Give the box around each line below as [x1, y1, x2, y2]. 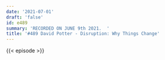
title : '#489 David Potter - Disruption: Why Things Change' [6, 31, 160, 37]
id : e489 [6, 20, 28, 26]
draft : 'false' [6, 14, 44, 20]
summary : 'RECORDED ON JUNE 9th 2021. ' [6, 25, 110, 31]
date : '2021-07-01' [6, 8, 54, 15]
